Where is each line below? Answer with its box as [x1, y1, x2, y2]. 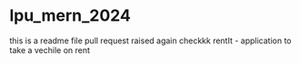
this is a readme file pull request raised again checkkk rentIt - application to [9, 35, 293, 46]
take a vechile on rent [9, 44, 91, 55]
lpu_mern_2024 [9, 5, 132, 26]
